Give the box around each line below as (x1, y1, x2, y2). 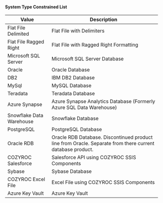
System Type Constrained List (5, 4, 67, 10)
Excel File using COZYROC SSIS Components (51, 179, 155, 186)
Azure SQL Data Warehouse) (51, 104, 117, 111)
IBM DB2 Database (51, 74, 95, 81)
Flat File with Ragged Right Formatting (51, 41, 138, 48)
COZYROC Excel (7, 176, 45, 183)
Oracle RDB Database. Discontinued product (51, 134, 153, 141)
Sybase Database (51, 168, 92, 175)
